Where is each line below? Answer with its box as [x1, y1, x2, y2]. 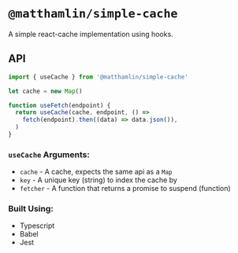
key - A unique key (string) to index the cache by [19, 175, 177, 185]
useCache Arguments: [8, 148, 91, 159]
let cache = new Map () [8, 87, 83, 95]
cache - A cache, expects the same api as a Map [19, 167, 173, 177]
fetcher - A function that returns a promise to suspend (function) [19, 184, 231, 193]
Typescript [19, 221, 55, 230]
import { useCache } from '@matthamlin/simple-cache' [8, 73, 189, 81]
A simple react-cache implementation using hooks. [8, 29, 173, 38]
